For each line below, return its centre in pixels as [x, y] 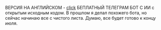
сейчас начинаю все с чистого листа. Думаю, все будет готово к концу [80, 18]
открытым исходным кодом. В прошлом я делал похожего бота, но [76, 13]
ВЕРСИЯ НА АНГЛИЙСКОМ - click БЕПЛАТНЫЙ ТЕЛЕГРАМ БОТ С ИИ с [80, 8]
